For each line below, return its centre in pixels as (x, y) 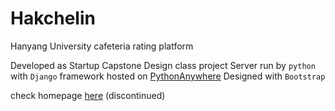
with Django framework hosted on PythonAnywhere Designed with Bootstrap (168, 76)
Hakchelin (53, 18)
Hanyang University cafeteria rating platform (102, 46)
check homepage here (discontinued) (88, 95)
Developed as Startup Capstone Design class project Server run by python (163, 65)
